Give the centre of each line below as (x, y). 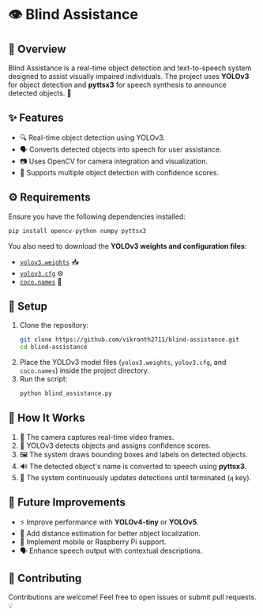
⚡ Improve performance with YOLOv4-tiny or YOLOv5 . (109, 522)
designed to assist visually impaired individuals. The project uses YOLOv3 (129, 76)
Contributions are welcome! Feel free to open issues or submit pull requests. (132, 597)
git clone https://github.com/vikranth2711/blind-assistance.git (129, 340)
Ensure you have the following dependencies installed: (97, 216)
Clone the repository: (54, 325)
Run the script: (43, 379)
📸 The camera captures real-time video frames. (97, 437)
